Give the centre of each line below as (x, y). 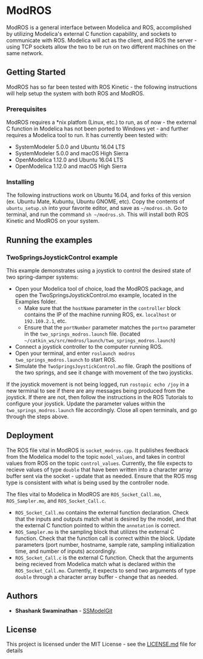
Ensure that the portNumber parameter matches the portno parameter (110, 328)
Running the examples (49, 240)
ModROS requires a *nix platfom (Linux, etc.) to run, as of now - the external (101, 123)
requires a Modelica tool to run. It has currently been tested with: (87, 135)
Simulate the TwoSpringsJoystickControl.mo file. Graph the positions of (103, 366)
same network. (25, 53)
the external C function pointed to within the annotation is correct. (98, 525)
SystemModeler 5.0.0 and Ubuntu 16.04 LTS (70, 147)
